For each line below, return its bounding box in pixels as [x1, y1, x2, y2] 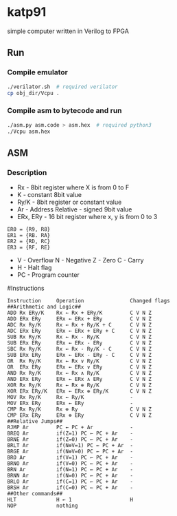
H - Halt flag [16, 263, 52, 272]
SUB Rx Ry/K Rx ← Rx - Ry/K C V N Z [7, 333, 152, 341]
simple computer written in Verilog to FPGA [7, 27, 129, 35]
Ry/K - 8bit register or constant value [16, 198, 122, 207]
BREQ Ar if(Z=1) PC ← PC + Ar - [7, 430, 134, 437]
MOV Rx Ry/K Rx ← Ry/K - [7, 394, 134, 401]
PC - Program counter [16, 271, 80, 279]
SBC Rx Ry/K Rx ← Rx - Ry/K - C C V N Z [7, 346, 152, 353]
